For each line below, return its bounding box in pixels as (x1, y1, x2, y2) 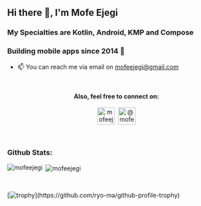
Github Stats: (7, 147, 53, 157)
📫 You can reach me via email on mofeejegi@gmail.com (17, 62, 179, 71)
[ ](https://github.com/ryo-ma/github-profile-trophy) (7, 191, 180, 199)
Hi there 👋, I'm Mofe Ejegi (7, 7, 119, 19)
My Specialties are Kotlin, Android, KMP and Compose (7, 28, 194, 37)
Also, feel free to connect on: (73, 92, 159, 101)
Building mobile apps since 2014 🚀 (7, 46, 125, 56)
